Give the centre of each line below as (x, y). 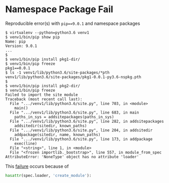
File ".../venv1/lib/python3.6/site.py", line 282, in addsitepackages (87, 121)
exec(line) (26, 143)
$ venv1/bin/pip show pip (32, 37)
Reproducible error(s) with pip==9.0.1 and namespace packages (73, 23)
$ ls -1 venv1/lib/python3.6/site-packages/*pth (57, 72)
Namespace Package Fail (59, 9)
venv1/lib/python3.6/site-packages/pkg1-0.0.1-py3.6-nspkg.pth (73, 77)
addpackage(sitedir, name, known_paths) (57, 135)
